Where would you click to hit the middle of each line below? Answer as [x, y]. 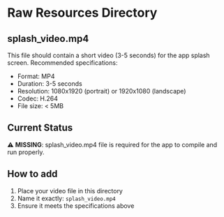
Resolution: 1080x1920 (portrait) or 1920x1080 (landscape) [102, 91]
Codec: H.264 [37, 98]
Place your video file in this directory [70, 190]
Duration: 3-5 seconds [50, 84]
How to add [32, 174]
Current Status [40, 128]
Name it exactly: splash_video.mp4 [67, 198]
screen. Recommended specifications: [62, 63]
